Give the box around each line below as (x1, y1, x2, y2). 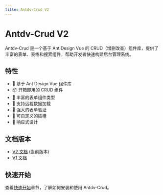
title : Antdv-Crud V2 (5, 7, 49, 12)
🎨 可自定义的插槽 (12, 113, 47, 119)
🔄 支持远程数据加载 (12, 101, 51, 107)
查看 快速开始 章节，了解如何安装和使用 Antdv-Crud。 (5, 185, 112, 190)
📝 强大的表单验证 (12, 107, 47, 113)
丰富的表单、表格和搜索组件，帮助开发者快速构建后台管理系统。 (5, 51, 134, 57)
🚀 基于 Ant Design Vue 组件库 (12, 81, 72, 87)
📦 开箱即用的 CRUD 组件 (12, 87, 63, 93)
